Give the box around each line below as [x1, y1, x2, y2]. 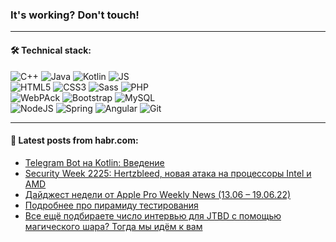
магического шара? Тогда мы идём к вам [24, 220, 203, 232]
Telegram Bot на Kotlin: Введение [24, 156, 165, 168]
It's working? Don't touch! [10, 8, 140, 22]
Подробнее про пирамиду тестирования [24, 199, 199, 211]
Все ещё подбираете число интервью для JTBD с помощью [24, 209, 282, 222]
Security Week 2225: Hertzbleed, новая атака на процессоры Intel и [24, 167, 312, 179]
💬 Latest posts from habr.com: [10, 134, 139, 147]
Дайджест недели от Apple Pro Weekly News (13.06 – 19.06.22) [24, 188, 292, 200]
